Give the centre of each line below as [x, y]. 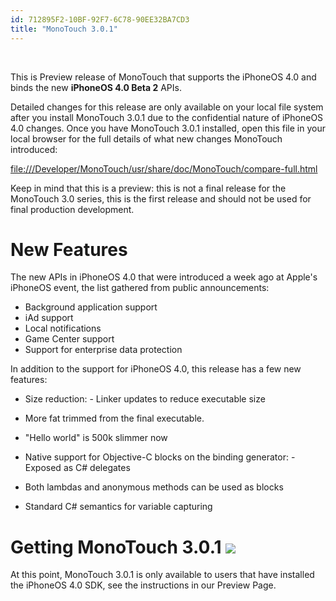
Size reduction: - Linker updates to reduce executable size [145, 399]
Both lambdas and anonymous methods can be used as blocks [154, 487]
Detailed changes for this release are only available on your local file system [167, 107]
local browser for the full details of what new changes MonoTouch [146, 138]
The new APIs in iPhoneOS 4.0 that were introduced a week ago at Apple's [164, 277]
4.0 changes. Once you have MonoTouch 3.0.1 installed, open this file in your [168, 128]
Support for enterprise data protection [103, 350]
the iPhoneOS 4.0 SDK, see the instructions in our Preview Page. [143, 585]
